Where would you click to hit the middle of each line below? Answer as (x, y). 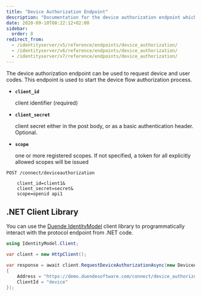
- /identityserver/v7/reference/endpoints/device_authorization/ (95, 56)
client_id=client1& (41, 183)
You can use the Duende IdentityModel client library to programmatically (96, 226)
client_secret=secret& (45, 188)
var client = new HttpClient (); (46, 255)
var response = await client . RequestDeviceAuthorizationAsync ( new (91, 266)
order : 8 (22, 34)
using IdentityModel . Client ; (42, 244)
